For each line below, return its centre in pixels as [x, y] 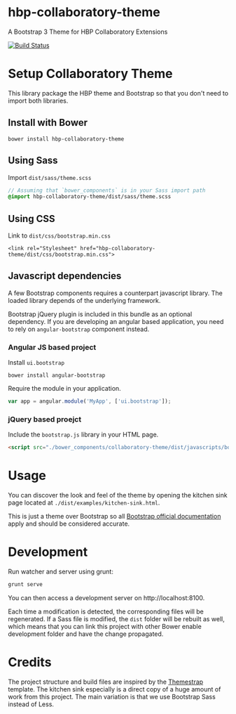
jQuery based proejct [45, 419]
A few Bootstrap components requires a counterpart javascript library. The [115, 293]
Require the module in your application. [64, 389]
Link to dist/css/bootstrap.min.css [60, 235]
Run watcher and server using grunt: [61, 572]
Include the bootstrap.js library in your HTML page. [83, 435]
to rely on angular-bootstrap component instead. [79, 329]
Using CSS [32, 219]
